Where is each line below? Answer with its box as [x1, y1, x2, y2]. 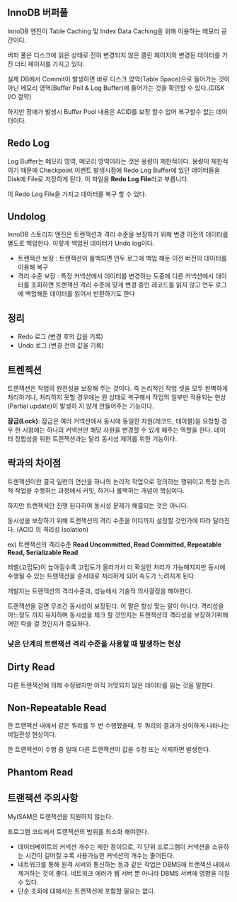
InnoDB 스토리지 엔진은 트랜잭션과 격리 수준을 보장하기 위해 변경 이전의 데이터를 [7, 230, 229, 239]
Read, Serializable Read [7, 548, 79, 556]
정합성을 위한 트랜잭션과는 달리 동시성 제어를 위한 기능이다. [14, 435, 178, 443]
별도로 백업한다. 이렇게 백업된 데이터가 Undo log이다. [7, 239, 155, 248]
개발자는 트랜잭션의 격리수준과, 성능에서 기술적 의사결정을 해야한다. [7, 586, 193, 595]
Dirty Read [7, 661, 55, 673]
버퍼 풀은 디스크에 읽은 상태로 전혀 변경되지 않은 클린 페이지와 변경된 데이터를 [7, 50, 221, 59]
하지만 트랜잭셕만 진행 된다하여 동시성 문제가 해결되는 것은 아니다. [7, 501, 189, 510]
